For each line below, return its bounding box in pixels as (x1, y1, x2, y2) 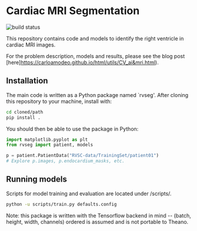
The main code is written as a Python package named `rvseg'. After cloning (6, 91, 189, 98)
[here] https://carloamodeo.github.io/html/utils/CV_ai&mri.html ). (6, 59, 159, 66)
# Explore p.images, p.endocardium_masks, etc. (6, 158, 125, 164)
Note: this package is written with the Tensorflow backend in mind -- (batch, (6, 212, 191, 219)
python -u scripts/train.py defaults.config (6, 201, 117, 207)
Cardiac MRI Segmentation (6, 4, 140, 18)
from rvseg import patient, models (6, 142, 94, 148)
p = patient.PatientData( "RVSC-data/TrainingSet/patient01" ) (6, 153, 159, 159)
